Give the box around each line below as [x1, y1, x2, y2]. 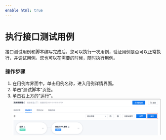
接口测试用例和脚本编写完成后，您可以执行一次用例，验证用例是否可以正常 [5, 48, 157, 54]
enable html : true [5, 8, 43, 13]
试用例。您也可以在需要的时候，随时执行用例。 [22, 55, 118, 61]
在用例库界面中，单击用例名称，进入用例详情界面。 [12, 80, 117, 86]
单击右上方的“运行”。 [12, 93, 56, 99]
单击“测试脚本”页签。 [12, 86, 56, 92]
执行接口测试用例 [5, 31, 75, 42]
